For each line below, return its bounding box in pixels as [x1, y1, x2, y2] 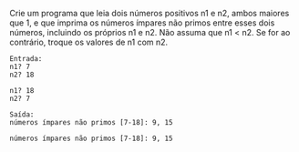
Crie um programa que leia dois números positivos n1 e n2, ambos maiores [9, 8, 290, 18]
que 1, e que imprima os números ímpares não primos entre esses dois [9, 17, 275, 28]
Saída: [9, 110, 35, 119]
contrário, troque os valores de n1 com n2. [9, 36, 169, 47]
